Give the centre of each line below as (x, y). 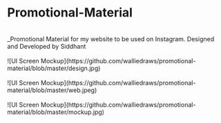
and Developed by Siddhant (47, 46)
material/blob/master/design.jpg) (54, 68)
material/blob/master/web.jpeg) (52, 90)
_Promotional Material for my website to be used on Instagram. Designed (111, 38)
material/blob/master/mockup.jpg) (56, 112)
